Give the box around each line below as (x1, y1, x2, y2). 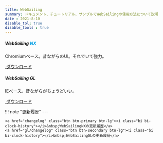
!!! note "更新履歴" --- (5, 109, 49, 115)
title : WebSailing (5, 7, 42, 12)
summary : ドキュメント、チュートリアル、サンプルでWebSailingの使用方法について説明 (5, 12, 159, 17)
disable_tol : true (5, 20, 42, 26)
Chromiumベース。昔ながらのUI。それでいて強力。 (5, 53, 107, 59)
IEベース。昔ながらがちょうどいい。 (5, 88, 77, 94)
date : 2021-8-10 (5, 16, 40, 21)
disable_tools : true (5, 25, 49, 30)
